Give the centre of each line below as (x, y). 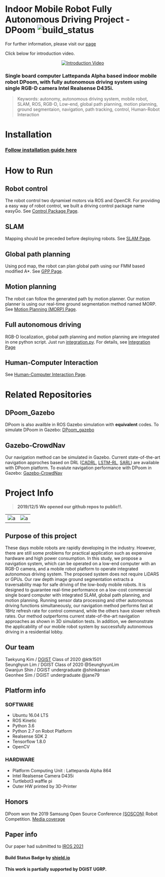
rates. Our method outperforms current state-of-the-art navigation (73, 616)
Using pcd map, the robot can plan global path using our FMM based (75, 266)
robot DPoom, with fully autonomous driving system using (76, 82)
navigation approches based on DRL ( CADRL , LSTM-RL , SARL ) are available (82, 463)
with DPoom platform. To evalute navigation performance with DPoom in (78, 468)
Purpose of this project (41, 536)
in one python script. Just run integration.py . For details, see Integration (78, 342)
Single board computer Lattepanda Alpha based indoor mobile (81, 76)
